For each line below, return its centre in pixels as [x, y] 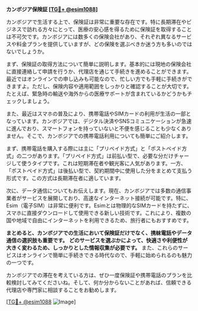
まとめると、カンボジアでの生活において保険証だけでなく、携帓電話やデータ [99, 233]
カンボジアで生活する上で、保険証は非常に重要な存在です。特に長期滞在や [97, 22]
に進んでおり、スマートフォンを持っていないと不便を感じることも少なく [94, 129]
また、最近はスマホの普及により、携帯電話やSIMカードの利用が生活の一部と [99, 114]
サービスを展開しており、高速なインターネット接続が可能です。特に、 [106, 198]
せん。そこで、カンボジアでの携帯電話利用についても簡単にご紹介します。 [101, 136]
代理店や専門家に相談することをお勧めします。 [63, 290]
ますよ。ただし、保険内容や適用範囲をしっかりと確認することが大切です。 [101, 86]
